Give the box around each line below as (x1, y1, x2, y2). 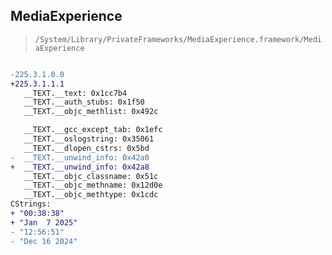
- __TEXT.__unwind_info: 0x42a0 (10, 152, 150, 163)
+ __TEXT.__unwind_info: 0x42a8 (10, 162, 150, 172)
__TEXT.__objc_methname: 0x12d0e (23, 180, 163, 191)
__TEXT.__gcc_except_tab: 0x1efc (23, 125, 163, 135)
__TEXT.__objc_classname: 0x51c (23, 171, 159, 181)
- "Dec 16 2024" (10, 236, 78, 246)
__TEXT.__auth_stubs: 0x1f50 (23, 97, 145, 108)
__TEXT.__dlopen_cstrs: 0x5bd (23, 143, 150, 153)
